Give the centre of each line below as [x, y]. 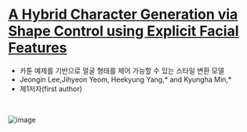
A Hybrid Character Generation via [123, 15]
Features [38, 48]
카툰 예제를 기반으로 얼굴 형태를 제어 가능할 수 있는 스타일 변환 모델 [122, 70]
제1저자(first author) [51, 89]
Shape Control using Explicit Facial [123, 31]
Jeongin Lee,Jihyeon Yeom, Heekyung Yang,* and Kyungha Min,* [125, 79]
